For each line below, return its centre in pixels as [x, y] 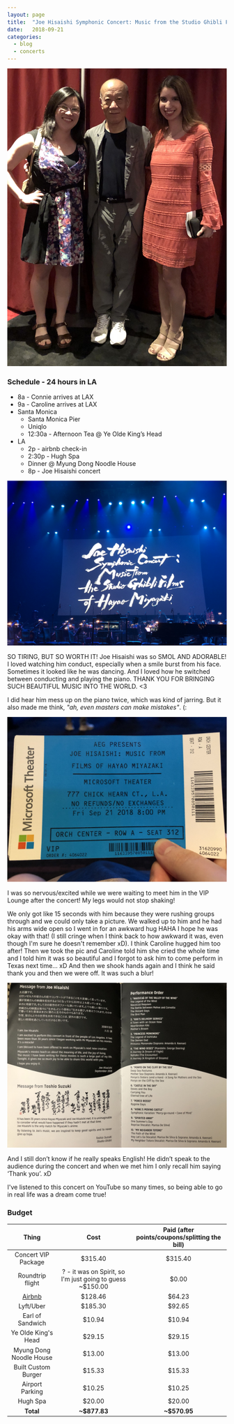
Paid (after [178, 1229]
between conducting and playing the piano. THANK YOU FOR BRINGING [111, 679]
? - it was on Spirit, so [94, 1272]
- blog [23, 44]
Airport [32, 1384]
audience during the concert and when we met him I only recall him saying [114, 1166]
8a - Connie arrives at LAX [55, 397]
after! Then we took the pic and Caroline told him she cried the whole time [114, 950]
